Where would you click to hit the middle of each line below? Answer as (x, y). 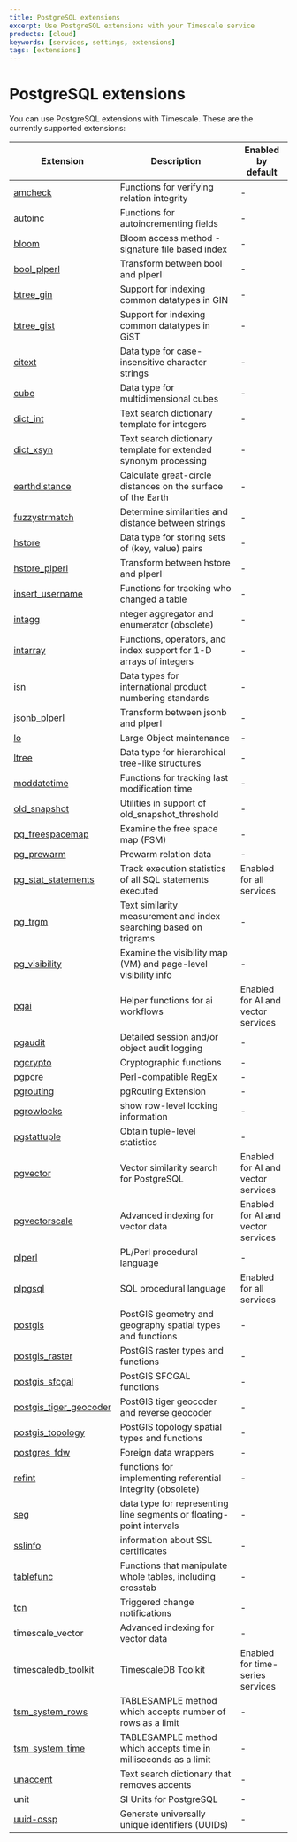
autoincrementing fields (169, 224)
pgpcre (29, 1077)
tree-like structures (160, 763)
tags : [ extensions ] (45, 51)
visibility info (146, 975)
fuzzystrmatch (44, 518)
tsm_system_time (49, 1749)
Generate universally (163, 1814)
